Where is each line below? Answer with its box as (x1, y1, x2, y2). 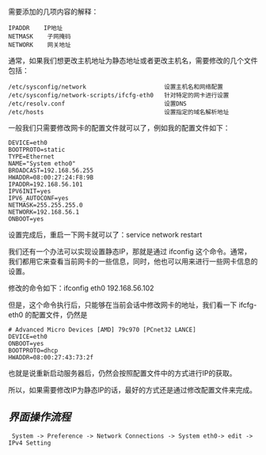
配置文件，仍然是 (31, 310, 88, 319)
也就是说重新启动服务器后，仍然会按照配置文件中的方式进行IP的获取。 (8, 369, 237, 377)
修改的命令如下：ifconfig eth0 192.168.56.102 (8, 283, 154, 293)
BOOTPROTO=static (8, 146, 66, 154)
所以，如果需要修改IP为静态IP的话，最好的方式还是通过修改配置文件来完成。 (8, 385, 257, 394)
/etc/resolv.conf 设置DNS (8, 100, 188, 108)
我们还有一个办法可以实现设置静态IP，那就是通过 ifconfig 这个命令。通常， (8, 247, 252, 256)
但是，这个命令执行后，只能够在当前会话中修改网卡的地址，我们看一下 (8, 300, 237, 309)
